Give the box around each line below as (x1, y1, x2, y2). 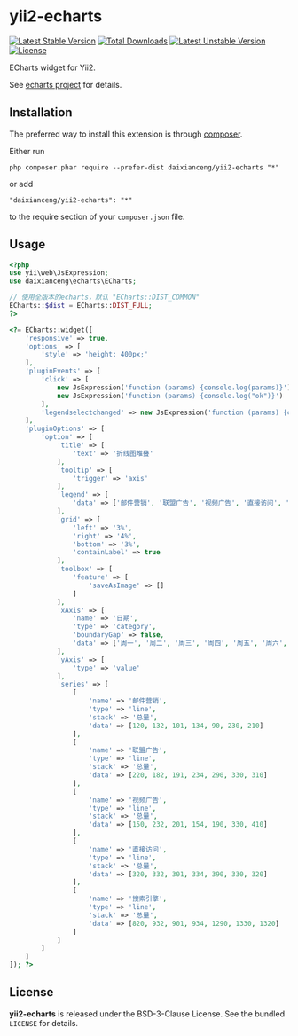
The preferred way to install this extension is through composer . (9, 129, 243, 139)
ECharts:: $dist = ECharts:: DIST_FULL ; (9, 302, 153, 310)
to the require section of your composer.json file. (9, 211, 185, 222)
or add (9, 178, 34, 189)
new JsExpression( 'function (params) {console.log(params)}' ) (56, 383, 292, 392)
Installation (9, 105, 73, 121)
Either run (9, 145, 45, 156)
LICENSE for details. (9, 1017, 78, 1028)
